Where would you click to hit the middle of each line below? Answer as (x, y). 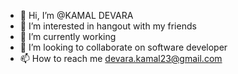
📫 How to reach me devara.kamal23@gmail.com (121, 58)
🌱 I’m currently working (68, 36)
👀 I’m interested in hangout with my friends (108, 26)
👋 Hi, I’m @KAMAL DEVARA (76, 15)
